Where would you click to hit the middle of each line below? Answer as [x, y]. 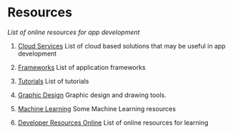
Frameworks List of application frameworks [81, 67]
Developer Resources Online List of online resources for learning [113, 123]
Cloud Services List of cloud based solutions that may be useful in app [122, 46]
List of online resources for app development [74, 32]
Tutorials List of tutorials [53, 81]
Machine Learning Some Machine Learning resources [97, 108]
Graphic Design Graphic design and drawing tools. [92, 95]
